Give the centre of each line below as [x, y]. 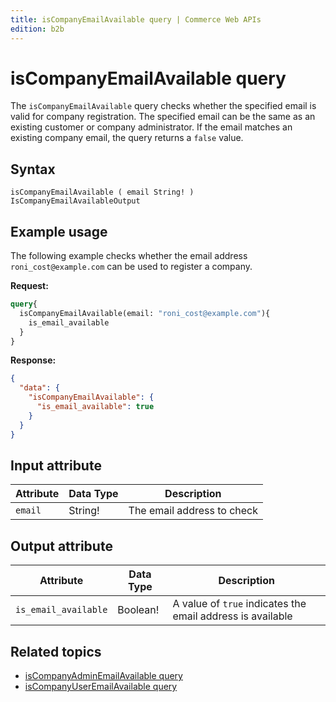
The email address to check [193, 511]
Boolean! [138, 610]
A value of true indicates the [239, 604]
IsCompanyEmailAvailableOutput [75, 201]
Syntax [33, 169]
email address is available [232, 616]
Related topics [56, 651]
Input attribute [56, 465]
